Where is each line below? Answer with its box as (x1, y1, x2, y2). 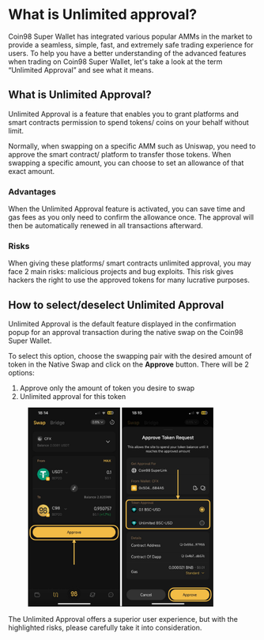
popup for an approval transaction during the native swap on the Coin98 (8, 328, 243, 337)
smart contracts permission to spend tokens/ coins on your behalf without (8, 117, 249, 127)
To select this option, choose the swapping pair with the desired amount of (8, 352, 252, 361)
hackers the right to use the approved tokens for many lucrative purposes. (8, 275, 251, 285)
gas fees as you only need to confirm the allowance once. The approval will (8, 213, 255, 222)
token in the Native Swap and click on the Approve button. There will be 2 (8, 360, 249, 369)
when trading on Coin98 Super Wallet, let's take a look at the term (8, 57, 223, 66)
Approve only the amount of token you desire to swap (19, 383, 195, 393)
